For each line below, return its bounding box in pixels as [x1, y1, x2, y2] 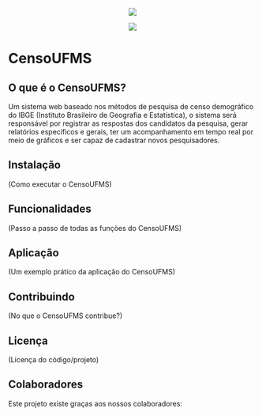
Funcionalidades [8, 202, 92, 216]
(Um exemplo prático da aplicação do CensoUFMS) [8, 267, 176, 277]
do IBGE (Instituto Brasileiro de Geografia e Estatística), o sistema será [8, 111, 237, 119]
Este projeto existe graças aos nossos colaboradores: [8, 399, 183, 408]
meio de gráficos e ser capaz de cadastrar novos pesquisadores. [8, 135, 220, 145]
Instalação [8, 158, 62, 172]
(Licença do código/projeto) [8, 355, 99, 365]
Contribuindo [8, 289, 75, 304]
